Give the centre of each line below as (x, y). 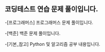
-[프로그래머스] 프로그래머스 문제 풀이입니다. (49, 22)
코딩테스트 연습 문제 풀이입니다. (51, 9)
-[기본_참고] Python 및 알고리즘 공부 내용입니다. (52, 44)
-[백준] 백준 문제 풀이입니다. (33, 33)
